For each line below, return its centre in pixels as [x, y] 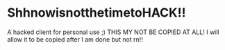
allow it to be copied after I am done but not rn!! [75, 39]
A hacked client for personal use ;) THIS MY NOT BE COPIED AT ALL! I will [114, 32]
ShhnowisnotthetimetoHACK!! [97, 13]
